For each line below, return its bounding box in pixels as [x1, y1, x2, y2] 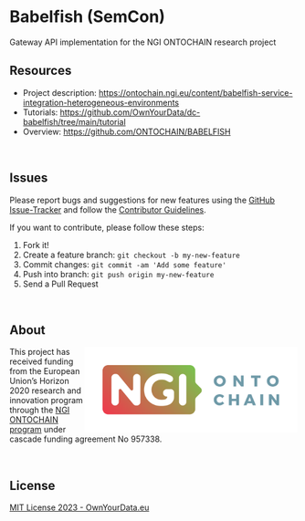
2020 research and [9, 385, 82, 396]
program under [9, 424, 67, 435]
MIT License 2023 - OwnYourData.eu [9, 502, 150, 513]
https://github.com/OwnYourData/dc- [59, 107, 201, 118]
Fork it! [22, 239, 50, 250]
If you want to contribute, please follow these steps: [9, 222, 205, 233]
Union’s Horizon [9, 376, 70, 387]
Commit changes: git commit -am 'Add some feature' [22, 258, 226, 270]
